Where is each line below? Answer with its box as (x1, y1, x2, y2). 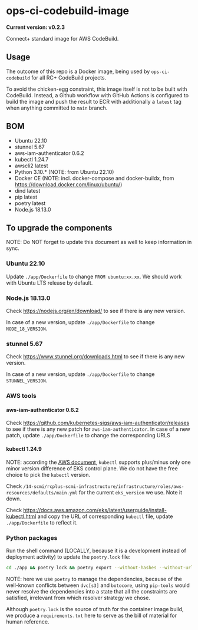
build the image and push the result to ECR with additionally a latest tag (6, 98, 181, 105)
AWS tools (6, 392, 37, 400)
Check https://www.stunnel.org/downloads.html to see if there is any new (6, 353, 185, 360)
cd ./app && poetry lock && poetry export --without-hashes (6, 565, 157, 570)
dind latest (14, 187, 41, 194)
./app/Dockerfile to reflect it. (6, 519, 78, 526)
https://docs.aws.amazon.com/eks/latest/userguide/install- (23, 506, 167, 513)
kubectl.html (6, 513, 37, 520)
